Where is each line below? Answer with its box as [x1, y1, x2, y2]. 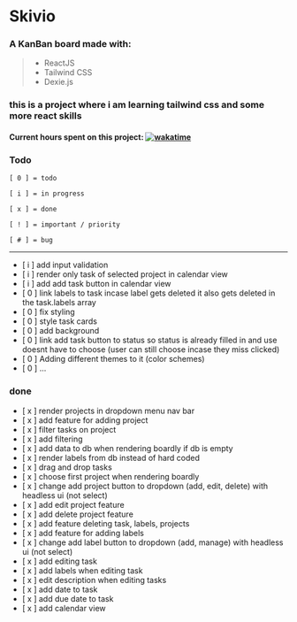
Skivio [9, 6, 56, 27]
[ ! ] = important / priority [9, 220, 121, 229]
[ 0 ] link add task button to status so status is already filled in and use [21, 334, 278, 346]
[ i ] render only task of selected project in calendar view [21, 269, 228, 280]
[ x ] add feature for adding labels [21, 527, 144, 538]
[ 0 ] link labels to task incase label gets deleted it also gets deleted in [21, 288, 276, 298]
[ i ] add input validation [21, 259, 109, 271]
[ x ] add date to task [21, 584, 98, 595]
